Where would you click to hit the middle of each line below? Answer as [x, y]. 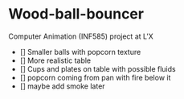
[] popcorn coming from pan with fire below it [95, 77]
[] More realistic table [55, 60]
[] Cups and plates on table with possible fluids [98, 68]
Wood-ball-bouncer [76, 14]
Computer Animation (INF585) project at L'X [81, 36]
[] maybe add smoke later [63, 86]
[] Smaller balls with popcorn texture [80, 52]
